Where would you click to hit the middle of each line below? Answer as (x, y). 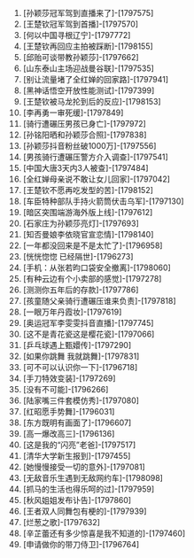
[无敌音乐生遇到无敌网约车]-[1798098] (93, 478)
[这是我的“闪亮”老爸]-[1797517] (79, 445)
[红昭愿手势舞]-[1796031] (69, 411)
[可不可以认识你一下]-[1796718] (80, 367)
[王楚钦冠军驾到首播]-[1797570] (81, 24)
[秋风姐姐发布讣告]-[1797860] (77, 500)
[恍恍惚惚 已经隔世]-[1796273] (78, 256)
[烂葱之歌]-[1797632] (62, 522)
